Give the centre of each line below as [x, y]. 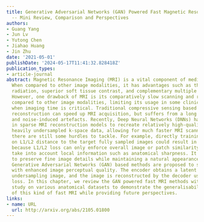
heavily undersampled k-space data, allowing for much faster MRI [97, 131]
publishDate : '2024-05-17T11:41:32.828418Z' [63, 63]
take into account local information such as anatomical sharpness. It [104, 153]
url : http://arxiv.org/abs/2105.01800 [61, 210]
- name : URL [21, 204]
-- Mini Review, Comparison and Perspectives [70, 18]
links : [15, 198]
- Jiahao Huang [25, 46]
